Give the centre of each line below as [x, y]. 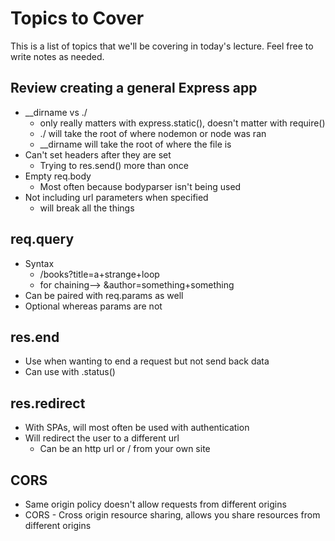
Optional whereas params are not [93, 306]
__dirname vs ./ [56, 112]
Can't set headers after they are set [98, 154]
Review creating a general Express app [134, 88]
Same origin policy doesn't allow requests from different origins [155, 504]
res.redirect [48, 403]
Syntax [39, 263]
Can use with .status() [70, 372]
